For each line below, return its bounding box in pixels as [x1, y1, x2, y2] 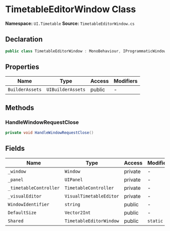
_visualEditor [8, 193, 42, 199]
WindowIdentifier [8, 202, 50, 207]
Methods [5, 103, 34, 112]
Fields [5, 144, 25, 153]
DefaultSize [8, 210, 37, 215]
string [64, 202, 80, 207]
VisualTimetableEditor [64, 193, 119, 199]
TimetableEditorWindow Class [5, 4, 136, 15]
